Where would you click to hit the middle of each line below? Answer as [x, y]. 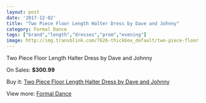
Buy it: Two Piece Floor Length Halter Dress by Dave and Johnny [88, 82]
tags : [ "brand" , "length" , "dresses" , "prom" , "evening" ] [77, 35]
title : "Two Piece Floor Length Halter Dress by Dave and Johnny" [93, 23]
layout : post [23, 12]
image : [15, 40]
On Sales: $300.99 [31, 70]
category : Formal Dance [37, 29]
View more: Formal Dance [39, 93]
